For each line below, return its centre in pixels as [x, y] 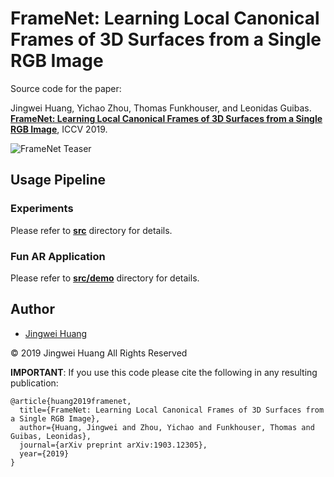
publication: [34, 383]
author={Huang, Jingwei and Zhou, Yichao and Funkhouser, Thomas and [167, 427]
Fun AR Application [58, 256]
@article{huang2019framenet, [71, 401]
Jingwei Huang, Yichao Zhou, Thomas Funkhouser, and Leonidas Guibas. [161, 108]
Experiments [42, 209]
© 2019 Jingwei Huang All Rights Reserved [99, 353]
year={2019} [44, 453]
